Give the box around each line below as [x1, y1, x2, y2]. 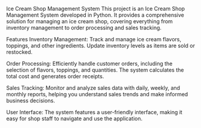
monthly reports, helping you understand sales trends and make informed [6, 91, 188, 97]
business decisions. [6, 97, 55, 104]
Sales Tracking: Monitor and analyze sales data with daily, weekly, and [6, 84, 181, 92]
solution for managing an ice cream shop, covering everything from [6, 18, 173, 25]
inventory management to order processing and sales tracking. [6, 24, 162, 31]
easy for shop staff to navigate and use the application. [6, 115, 143, 122]
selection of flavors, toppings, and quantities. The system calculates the [6, 66, 184, 74]
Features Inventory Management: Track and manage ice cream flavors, [6, 36, 182, 42]
